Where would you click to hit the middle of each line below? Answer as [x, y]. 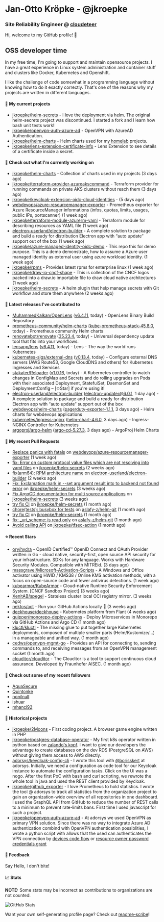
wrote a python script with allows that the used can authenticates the [82, 833]
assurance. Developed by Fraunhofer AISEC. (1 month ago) [71, 664]
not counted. [18, 896]
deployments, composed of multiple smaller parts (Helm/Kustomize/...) [83, 633]
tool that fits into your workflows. [46, 341]
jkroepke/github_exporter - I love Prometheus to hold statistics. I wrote [83, 786]
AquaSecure [25, 686]
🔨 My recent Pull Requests [32, 441]
